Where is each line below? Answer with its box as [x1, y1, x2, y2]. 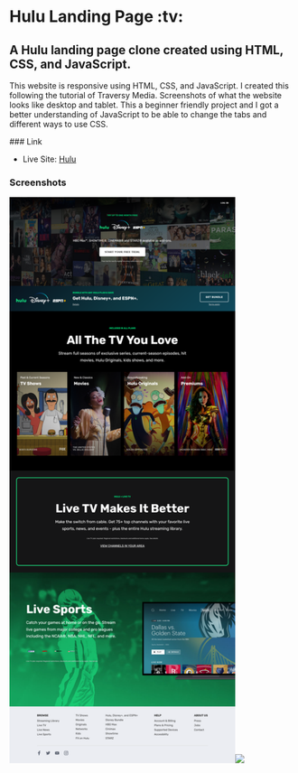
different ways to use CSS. [9, 119, 108, 129]
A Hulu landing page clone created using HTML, [9, 42, 284, 58]
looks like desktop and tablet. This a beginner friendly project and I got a [9, 99, 279, 110]
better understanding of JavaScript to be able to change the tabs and [9, 109, 267, 119]
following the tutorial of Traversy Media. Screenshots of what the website [9, 90, 283, 100]
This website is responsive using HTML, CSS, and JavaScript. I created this [9, 80, 289, 91]
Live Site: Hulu [22, 154, 77, 164]
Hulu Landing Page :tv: [9, 6, 183, 27]
